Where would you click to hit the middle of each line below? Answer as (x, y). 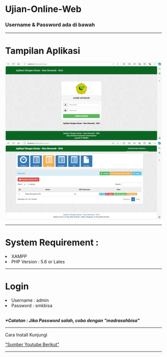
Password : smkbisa (32, 305)
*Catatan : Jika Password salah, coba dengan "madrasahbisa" (73, 320)
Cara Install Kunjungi (26, 335)
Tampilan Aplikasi (43, 51)
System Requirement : (52, 243)
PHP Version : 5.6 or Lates (38, 261)
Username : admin (30, 300)
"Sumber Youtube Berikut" (32, 344)
